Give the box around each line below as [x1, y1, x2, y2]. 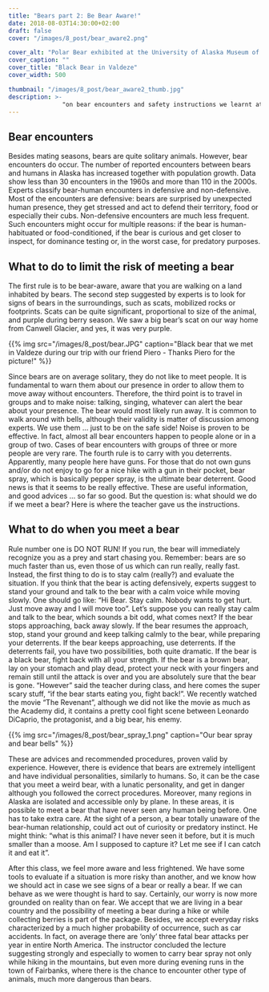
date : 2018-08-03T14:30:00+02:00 [8, 19, 120, 27]
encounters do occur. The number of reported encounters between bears [8, 160, 251, 169]
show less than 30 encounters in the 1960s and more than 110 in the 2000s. [8, 177, 258, 187]
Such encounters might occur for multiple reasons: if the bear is [8, 220, 219, 229]
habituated [8, 228, 44, 237]
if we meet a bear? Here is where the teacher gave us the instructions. [8, 500, 240, 509]
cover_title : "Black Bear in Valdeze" [8, 63, 138, 72]
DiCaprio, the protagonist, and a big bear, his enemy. [8, 715, 183, 724]
